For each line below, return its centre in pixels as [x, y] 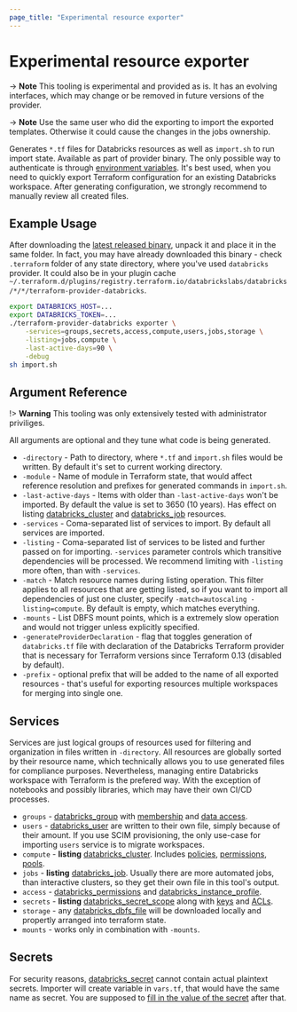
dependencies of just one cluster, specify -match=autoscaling [134, 599]
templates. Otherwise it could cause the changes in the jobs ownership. [140, 131]
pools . [33, 863]
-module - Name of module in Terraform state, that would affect [137, 477]
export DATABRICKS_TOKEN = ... [63, 315]
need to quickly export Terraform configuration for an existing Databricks [143, 177]
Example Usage [53, 223]
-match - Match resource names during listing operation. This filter [143, 580]
